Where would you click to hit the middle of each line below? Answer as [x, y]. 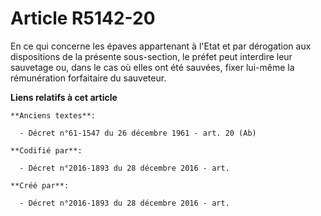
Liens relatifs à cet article [64, 97]
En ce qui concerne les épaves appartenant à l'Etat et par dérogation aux [161, 46]
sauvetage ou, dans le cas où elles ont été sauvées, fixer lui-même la [152, 67]
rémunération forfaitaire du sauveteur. [88, 78]
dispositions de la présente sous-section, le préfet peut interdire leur [151, 56]
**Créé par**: [40, 185]
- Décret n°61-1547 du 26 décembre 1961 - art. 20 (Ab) [138, 133]
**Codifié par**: [46, 150]
